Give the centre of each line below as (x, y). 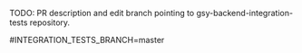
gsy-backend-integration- (244, 13)
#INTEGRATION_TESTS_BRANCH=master (87, 40)
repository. (50, 22)
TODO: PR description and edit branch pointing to (102, 13)
